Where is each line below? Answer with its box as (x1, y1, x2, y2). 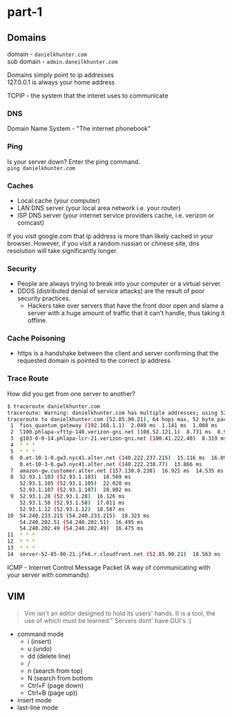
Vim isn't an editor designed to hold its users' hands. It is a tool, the (23, 609, 216, 617)
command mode (17, 630, 64, 638)
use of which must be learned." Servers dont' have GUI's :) (23, 616, 192, 624)
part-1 (7, 4, 43, 20)
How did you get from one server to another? (7, 389, 136, 398)
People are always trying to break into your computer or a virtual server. (17, 279, 222, 288)
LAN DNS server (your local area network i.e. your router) (17, 203, 181, 212)
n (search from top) (27, 667, 83, 675)
